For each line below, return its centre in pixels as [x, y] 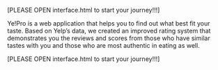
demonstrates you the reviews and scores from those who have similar [109, 38]
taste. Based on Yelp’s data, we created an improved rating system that [109, 31]
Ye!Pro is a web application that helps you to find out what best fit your [109, 23]
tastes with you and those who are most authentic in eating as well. [103, 45]
